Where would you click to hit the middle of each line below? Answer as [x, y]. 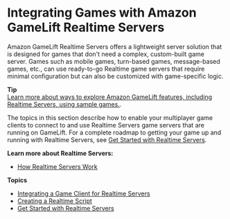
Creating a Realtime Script [54, 201]
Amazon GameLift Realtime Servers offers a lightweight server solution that [115, 46]
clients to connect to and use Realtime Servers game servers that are [106, 125]
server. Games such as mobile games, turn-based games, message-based [114, 61]
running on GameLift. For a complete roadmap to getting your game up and [114, 132]
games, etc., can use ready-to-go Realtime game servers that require [106, 69]
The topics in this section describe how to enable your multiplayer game [110, 117]
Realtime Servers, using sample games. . [64, 104]
